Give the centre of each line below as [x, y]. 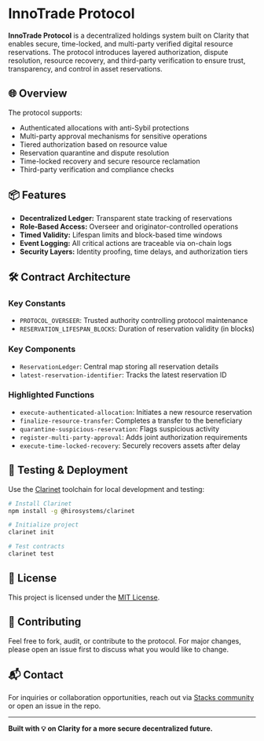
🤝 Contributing [45, 622]
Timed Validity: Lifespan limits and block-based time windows [121, 235]
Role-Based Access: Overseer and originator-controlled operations [129, 226]
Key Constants [37, 303]
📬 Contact [36, 675]
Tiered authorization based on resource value [93, 144]
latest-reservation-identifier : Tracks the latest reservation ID [123, 375]
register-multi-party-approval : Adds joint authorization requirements [134, 437]
